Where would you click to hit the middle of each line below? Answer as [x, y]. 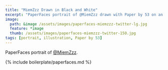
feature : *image [27, 29]
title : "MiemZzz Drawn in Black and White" [52, 10]
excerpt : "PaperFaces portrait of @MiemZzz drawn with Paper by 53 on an [84, 15]
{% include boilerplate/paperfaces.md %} [49, 62]
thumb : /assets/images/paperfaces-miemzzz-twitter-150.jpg [73, 33]
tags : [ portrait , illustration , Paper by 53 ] [54, 38]
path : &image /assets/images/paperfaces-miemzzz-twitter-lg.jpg [78, 24]
